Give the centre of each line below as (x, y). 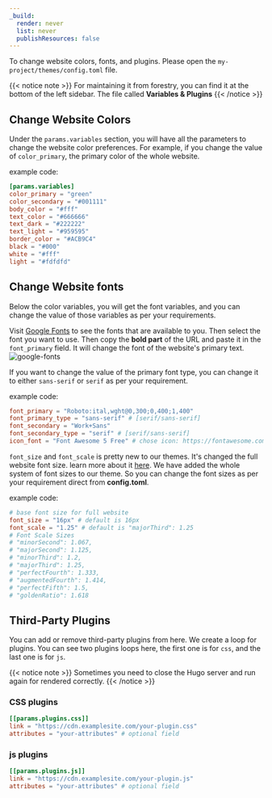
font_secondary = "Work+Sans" (60, 426)
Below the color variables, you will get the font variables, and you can (125, 306)
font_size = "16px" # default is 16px (74, 520)
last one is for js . (38, 657)
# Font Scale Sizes (42, 535)
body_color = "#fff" (44, 209)
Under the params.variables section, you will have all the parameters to (128, 139)
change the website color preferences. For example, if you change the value (136, 148)
